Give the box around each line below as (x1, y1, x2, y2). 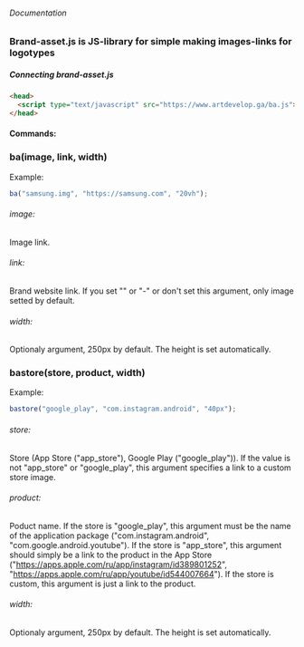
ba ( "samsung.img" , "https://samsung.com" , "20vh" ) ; (9, 188, 208, 198)
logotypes (9, 46, 56, 59)
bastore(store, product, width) (9, 367, 146, 380)
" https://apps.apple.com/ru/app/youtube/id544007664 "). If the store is (9, 568, 274, 579)
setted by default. (9, 295, 75, 305)
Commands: (9, 128, 57, 140)
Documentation (9, 7, 68, 18)
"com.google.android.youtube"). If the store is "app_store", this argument (9, 539, 282, 550)
